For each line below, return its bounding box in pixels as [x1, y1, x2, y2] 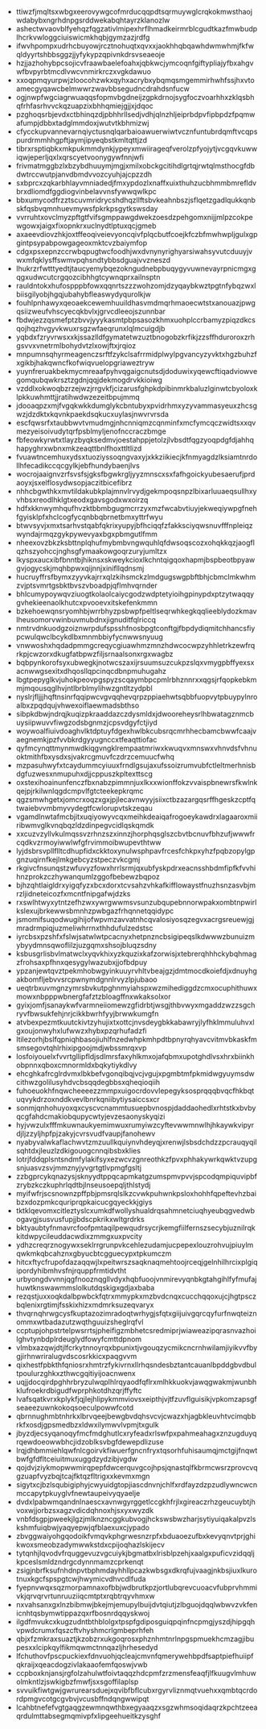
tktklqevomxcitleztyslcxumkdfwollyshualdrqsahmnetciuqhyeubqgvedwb [15, 1206, 256, 1216]
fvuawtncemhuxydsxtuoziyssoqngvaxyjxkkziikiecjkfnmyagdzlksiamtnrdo [15, 452, 258, 462]
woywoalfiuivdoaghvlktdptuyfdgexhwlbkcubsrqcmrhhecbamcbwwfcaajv [15, 726, 257, 736]
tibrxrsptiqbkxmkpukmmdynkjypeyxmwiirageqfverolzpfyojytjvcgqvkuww [15, 144, 258, 153]
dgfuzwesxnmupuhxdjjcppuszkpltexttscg [15, 769, 153, 779]
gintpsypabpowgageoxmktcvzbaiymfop [15, 238, 147, 247]
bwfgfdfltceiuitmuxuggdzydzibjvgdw [15, 1454, 138, 1464]
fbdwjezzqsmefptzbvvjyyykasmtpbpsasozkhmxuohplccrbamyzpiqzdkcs [15, 315, 256, 325]
